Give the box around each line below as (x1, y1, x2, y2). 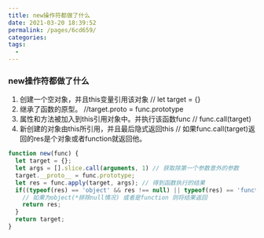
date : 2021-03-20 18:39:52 (8, 19, 97, 27)
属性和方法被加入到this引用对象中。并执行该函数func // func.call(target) (19, 115, 251, 124)
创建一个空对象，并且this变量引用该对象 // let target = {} (19, 95, 201, 104)
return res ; (22, 201, 61, 209)
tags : (8, 41, 26, 49)
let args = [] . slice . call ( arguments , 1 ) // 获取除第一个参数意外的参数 (15, 164, 240, 173)
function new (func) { (8, 150, 79, 158)
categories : (8, 33, 47, 42)
